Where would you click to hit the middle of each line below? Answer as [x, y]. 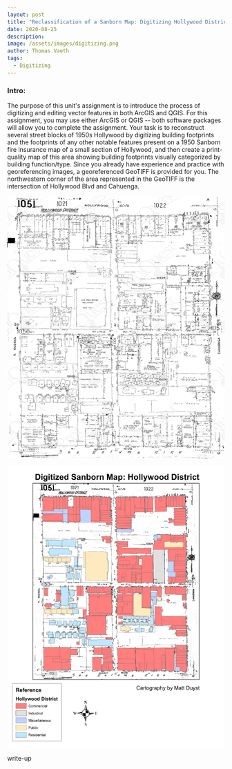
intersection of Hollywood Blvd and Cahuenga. [74, 186]
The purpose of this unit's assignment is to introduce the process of [104, 106]
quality [17, 157]
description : [26, 37]
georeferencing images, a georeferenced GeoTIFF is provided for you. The [113, 172]
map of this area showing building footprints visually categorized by [124, 157]
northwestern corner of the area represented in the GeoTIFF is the [101, 179]
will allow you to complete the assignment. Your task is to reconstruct [106, 128]
